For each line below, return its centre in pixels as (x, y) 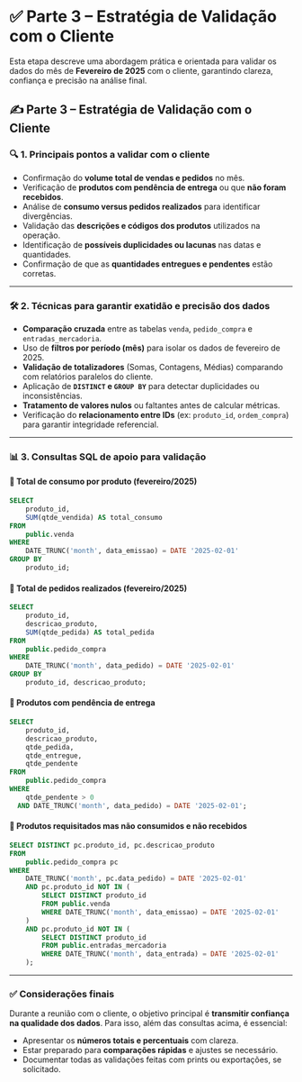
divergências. (48, 216)
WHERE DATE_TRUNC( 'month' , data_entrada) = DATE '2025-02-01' (160, 954)
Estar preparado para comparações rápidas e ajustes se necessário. (150, 1050)
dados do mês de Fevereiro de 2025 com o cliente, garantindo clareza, (141, 70)
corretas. (39, 273)
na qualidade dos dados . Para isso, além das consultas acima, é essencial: (148, 1023)
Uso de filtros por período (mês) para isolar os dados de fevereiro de (151, 348)
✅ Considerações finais (62, 994)
